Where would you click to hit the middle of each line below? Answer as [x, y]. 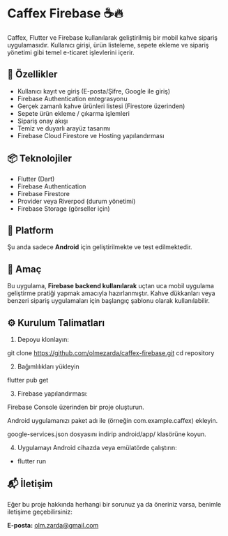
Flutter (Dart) [36, 179]
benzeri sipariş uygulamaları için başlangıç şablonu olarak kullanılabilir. [109, 301]
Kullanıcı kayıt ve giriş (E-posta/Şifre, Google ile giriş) [94, 91]
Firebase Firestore [43, 193]
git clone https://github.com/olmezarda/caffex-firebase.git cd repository [111, 353]
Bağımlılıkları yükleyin [48, 366]
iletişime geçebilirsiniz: [40, 512]
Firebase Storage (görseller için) [63, 208]
